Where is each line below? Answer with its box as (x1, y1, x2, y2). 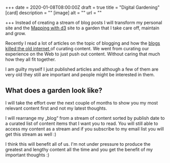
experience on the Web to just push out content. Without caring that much (5, 51, 160, 57)
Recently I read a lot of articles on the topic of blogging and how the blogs (5, 40, 160, 46)
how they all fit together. (5, 56, 56, 62)
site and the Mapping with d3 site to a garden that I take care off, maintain (5, 25, 160, 31)
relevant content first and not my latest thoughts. (5, 105, 108, 111)
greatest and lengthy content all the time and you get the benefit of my (5, 146, 153, 152)
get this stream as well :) (5, 131, 57, 137)
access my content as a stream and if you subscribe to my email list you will (5, 125, 164, 132)
